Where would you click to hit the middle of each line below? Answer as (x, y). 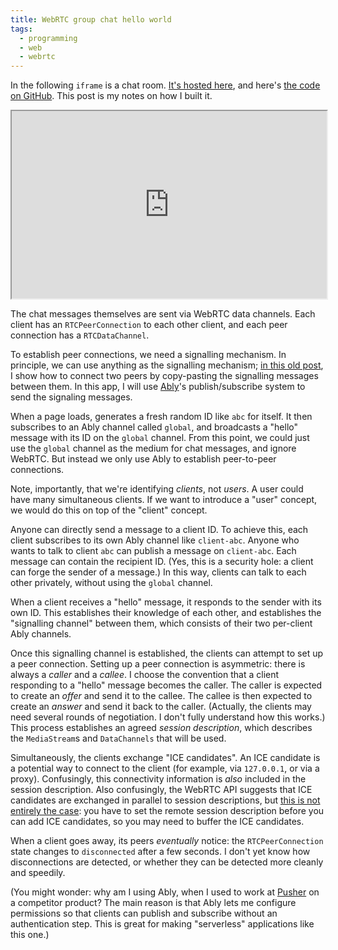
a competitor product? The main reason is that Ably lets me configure (153, 903)
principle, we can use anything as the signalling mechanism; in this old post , (167, 365)
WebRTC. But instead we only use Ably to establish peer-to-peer (143, 459)
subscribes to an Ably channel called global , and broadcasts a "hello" (154, 427)
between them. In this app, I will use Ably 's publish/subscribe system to (158, 387)
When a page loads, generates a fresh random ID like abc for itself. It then (161, 417)
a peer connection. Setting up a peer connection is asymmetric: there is (158, 664)
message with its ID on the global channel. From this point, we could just (160, 438)
